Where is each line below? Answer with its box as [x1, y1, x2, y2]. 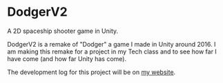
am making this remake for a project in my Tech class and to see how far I [7, 47, 217, 56]
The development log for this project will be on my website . [7, 68, 176, 76]
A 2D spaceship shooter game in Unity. [7, 27, 119, 35]
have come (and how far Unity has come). [7, 54, 126, 62]
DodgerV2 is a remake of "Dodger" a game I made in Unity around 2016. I [7, 40, 216, 48]
